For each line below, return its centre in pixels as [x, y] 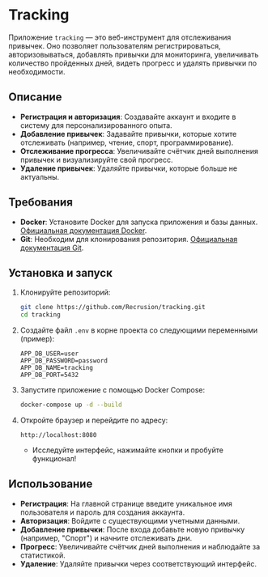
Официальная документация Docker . [83, 230]
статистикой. [43, 555]
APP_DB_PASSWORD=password [64, 361]
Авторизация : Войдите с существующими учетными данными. [130, 520]
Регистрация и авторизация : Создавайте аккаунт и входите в [128, 117]
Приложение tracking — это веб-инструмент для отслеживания [120, 37]
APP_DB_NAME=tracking [56, 368]
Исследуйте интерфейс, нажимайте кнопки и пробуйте [128, 450]
